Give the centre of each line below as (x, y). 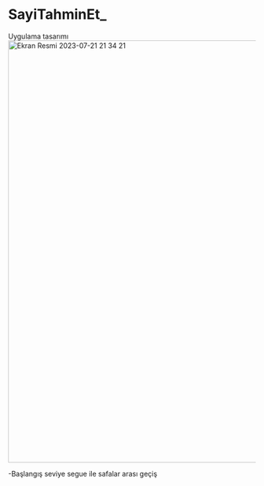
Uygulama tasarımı (38, 36)
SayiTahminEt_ (58, 15)
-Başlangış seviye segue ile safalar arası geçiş (83, 473)
